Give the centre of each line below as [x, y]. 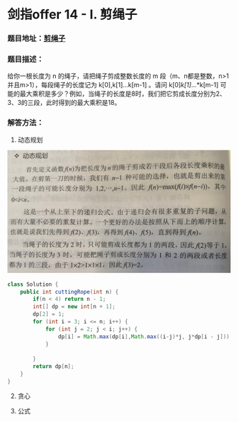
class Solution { [33, 284]
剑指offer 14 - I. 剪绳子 [72, 15]
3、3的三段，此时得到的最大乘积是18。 [64, 103]
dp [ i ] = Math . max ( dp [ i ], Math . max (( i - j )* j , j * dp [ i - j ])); [145, 337]
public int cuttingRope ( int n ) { [69, 291]
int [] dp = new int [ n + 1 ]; [74, 307]
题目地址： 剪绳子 [36, 38]
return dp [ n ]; [53, 367]
